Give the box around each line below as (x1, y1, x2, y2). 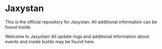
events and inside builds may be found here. (5, 38, 95, 44)
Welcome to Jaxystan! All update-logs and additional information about (5, 33, 149, 39)
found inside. (5, 24, 32, 30)
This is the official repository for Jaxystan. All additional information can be (5, 19, 158, 25)
